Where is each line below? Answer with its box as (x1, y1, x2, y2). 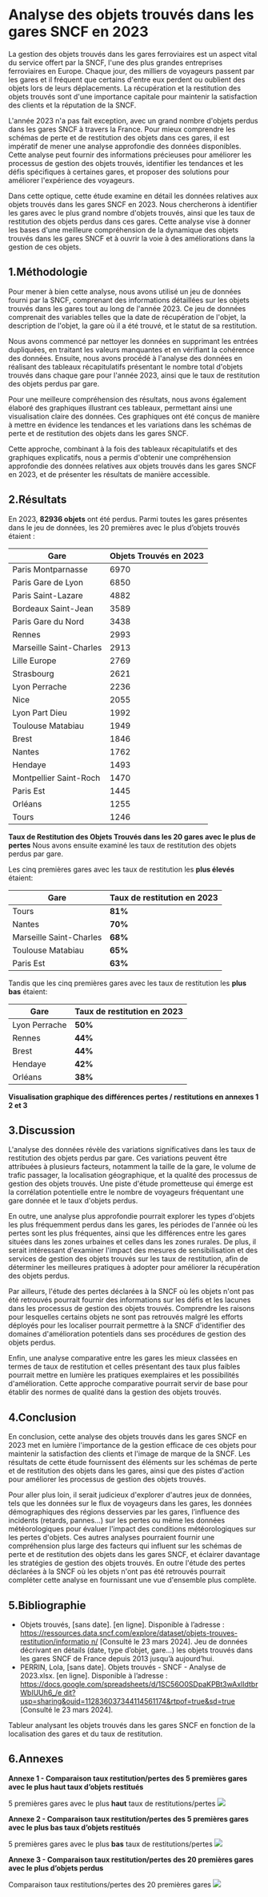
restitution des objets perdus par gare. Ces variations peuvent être (8, 1153, 228, 1163)
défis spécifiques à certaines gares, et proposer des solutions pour (8, 167, 230, 176)
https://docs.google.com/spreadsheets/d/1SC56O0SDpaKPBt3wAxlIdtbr (19, 1680, 258, 1689)
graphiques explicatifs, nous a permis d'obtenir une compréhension (8, 452, 231, 462)
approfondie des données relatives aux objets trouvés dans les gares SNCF (8, 461, 257, 471)
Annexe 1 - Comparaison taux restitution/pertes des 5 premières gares (8, 1774, 248, 1783)
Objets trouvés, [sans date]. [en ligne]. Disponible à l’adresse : (19, 1620, 225, 1629)
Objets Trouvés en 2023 (109, 550, 204, 561)
